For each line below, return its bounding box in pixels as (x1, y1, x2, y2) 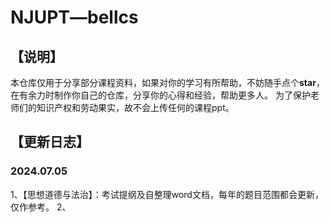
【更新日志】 (10, 134, 90, 151)
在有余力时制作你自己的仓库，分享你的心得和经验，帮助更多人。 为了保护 (10, 89, 311, 101)
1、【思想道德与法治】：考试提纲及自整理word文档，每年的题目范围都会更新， (10, 188, 324, 200)
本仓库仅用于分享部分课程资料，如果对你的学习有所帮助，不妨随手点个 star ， (10, 77, 325, 88)
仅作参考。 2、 (10, 201, 72, 213)
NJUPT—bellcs (10, 6, 139, 29)
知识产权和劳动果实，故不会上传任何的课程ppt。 (36, 102, 235, 113)
